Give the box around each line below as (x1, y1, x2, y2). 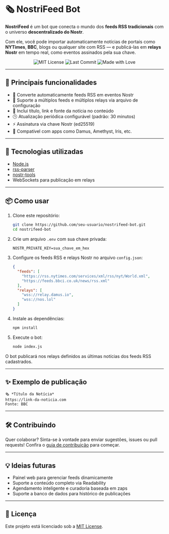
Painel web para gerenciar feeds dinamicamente (12, 475, 113, 481)
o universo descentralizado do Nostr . (5, 29, 84, 35)
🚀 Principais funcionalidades (5, 78, 97, 87)
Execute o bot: (12, 334, 43, 340)
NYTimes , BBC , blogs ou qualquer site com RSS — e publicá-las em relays (5, 44, 161, 50)
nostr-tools (12, 171, 36, 177)
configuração (12, 102, 41, 108)
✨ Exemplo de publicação (5, 378, 87, 387)
